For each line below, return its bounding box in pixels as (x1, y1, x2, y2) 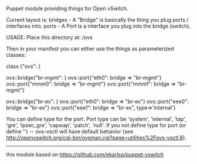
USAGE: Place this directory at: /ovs (6, 34, 93, 40)
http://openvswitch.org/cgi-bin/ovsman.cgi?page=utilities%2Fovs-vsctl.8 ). (6, 134, 186, 141)
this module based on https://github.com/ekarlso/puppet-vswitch (6, 151, 164, 158)
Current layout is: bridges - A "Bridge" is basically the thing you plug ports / (6, 16, 189, 23)
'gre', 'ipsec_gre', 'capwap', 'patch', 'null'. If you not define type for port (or (6, 122, 186, 128)
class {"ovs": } (6, 63, 41, 70)
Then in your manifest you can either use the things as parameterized (6, 45, 174, 52)
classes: (6, 52, 26, 58)
